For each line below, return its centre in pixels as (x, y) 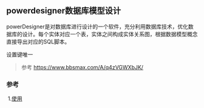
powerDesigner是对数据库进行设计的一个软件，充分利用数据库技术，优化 (97, 27)
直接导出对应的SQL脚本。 (38, 42)
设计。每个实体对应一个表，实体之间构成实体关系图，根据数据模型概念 (110, 34)
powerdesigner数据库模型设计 (64, 11)
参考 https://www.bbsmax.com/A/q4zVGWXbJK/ (82, 67)
